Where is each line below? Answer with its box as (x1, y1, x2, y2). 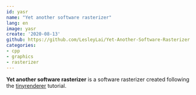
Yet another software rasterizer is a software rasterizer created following (6, 76, 190, 83)
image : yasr (6, 25, 36, 32)
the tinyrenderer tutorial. (6, 82, 67, 89)
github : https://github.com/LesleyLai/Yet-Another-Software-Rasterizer (6, 37, 190, 43)
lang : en (6, 20, 28, 26)
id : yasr (6, 8, 28, 15)
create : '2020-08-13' (6, 31, 61, 37)
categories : (6, 43, 36, 49)
